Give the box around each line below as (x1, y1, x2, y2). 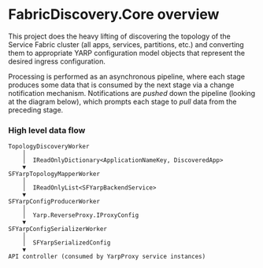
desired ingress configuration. (8, 57, 106, 66)
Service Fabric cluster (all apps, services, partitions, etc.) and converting (8, 39, 244, 49)
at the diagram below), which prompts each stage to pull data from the (8, 97, 237, 106)
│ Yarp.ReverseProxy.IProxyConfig (22, 211, 139, 219)
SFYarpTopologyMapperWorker (8, 171, 101, 178)
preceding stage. (8, 105, 64, 115)
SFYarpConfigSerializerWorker (8, 226, 108, 233)
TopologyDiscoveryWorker (8, 143, 90, 151)
